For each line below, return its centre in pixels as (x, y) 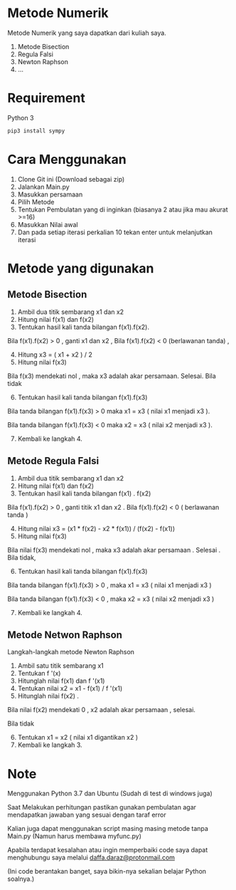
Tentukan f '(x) (39, 674)
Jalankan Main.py (43, 187)
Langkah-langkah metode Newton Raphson (71, 652)
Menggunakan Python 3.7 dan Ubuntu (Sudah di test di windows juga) (110, 794)
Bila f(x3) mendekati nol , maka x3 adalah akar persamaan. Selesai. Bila (112, 376)
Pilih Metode (36, 201)
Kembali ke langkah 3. (50, 745)
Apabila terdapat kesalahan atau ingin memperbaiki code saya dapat (108, 850)
